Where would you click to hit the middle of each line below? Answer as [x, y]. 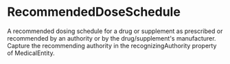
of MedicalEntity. [31, 53]
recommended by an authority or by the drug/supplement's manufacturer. [112, 38]
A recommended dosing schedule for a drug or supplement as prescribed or [115, 31]
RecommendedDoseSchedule [94, 12]
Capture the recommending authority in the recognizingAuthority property [112, 45]
